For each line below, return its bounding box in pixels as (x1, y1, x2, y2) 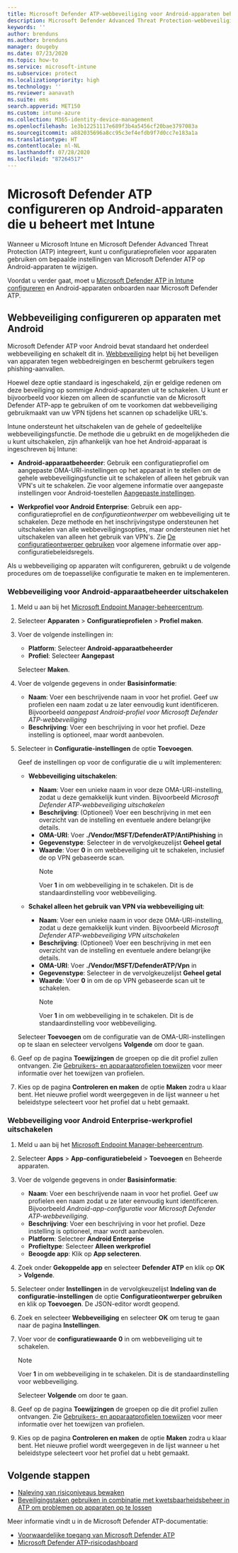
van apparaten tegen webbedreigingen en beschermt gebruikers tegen (7, 356, 215, 366)
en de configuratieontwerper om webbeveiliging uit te (73, 510, 230, 518)
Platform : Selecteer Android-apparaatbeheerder (28, 644, 174, 652)
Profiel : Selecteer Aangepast (28, 651, 115, 660)
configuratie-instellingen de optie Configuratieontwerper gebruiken (17, 1293, 222, 1301)
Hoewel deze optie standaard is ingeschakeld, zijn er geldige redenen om (7, 378, 222, 387)
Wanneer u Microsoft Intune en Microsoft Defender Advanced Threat (7, 239, 209, 248)
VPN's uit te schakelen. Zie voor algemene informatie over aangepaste (17, 481, 224, 490)
